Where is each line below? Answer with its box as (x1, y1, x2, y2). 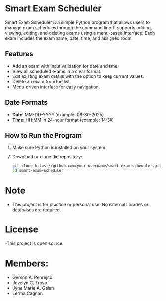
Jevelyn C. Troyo (12, 279, 47, 286)
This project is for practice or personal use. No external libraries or (12, 202, 149, 208)
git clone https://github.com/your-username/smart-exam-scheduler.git (12, 163, 162, 169)
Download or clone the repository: (12, 154, 82, 160)
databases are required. (12, 207, 61, 213)
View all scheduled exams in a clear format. (12, 68, 102, 74)
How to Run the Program (5, 131, 82, 140)
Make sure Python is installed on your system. (12, 145, 107, 150)
